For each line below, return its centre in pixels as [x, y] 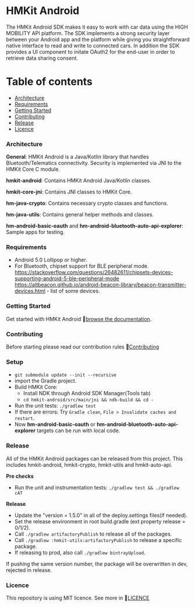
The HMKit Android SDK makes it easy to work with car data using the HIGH [97, 27]
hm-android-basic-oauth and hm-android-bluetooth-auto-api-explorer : [95, 226]
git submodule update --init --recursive [65, 375]
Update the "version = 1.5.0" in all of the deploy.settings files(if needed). [101, 515]
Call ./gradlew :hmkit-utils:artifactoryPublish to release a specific [98, 540]
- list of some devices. [73, 291]
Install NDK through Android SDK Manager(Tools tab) [87, 394]
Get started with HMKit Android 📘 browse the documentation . [79, 319]
